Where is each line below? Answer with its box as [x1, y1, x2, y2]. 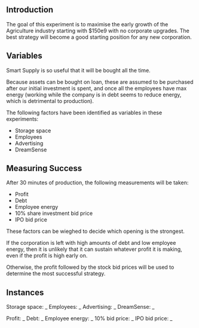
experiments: [6, 115, 39, 122]
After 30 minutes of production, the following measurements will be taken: [6, 179, 189, 186]
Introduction [6, 5, 54, 15]
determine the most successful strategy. [6, 270, 106, 277]
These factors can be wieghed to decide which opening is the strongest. [6, 227, 185, 235]
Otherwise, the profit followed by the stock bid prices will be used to [6, 263, 174, 271]
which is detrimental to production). [6, 97, 94, 104]
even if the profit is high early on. [6, 252, 88, 259]
